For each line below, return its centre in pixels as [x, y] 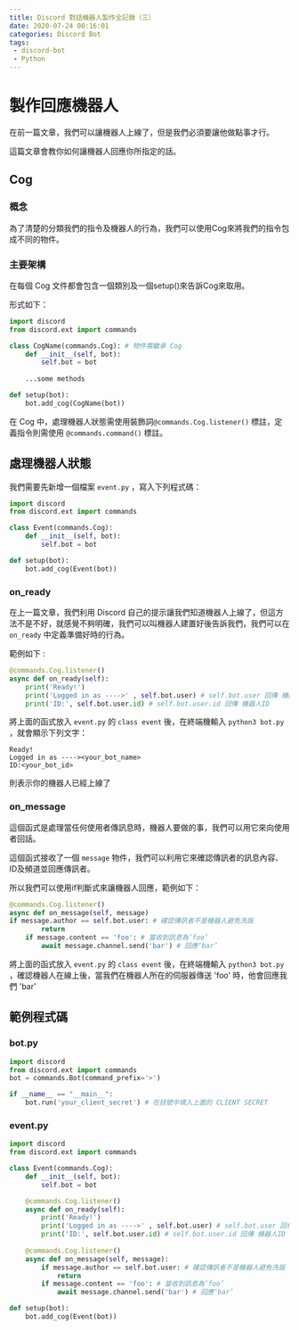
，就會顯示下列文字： [48, 733]
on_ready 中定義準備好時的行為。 [69, 635]
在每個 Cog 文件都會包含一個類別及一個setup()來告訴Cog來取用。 [129, 285]
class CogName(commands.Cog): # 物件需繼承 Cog [96, 346]
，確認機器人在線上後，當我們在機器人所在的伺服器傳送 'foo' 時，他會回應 [145, 975]
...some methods [56, 379]
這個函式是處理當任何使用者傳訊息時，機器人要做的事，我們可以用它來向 [141, 827]
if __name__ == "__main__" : [61, 1095]
